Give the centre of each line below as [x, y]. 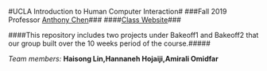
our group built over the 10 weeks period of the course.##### [109, 43]
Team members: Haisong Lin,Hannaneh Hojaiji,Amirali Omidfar [113, 59]
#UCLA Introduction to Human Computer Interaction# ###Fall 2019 [118, 11]
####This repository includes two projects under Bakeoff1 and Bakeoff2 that [133, 35]
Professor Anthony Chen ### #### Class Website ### [95, 20]
